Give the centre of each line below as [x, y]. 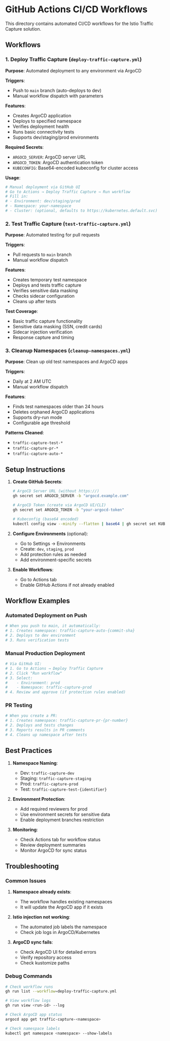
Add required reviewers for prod [54, 809]
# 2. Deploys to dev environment [41, 635]
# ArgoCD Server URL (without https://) [56, 491]
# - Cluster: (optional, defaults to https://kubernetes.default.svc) [81, 211]
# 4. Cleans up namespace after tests [46, 735]
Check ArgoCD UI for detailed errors [58, 952]
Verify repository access [46, 957]
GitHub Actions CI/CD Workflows [76, 9]
